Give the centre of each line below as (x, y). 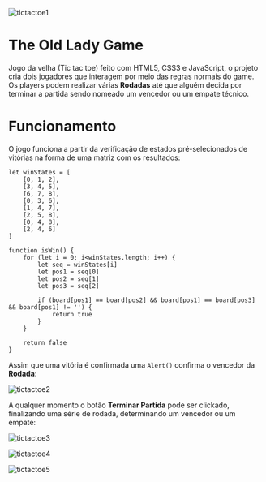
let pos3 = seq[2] (69, 286)
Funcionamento (62, 127)
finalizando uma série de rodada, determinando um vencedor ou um (122, 413)
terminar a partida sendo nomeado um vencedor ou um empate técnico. (129, 93)
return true (72, 314)
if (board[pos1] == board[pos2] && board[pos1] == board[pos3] (146, 300)
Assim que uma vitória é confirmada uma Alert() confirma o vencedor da (132, 364)
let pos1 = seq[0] (69, 272)
